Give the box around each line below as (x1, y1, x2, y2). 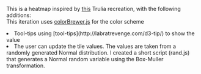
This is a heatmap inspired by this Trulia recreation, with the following (6, 5, 181, 12)
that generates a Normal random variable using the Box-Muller (6, 56, 164, 62)
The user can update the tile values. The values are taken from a (14, 42, 176, 50)
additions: (6, 12, 32, 19)
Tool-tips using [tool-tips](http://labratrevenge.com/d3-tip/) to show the (14, 30, 195, 37)
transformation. (6, 62, 45, 69)
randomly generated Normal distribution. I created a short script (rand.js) (6, 49, 190, 56)
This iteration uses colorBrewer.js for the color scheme (6, 18, 145, 25)
